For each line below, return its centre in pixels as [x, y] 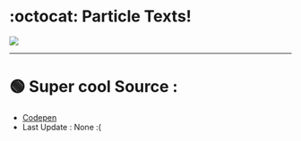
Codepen [39, 117]
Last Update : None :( [61, 127]
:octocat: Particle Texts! [101, 17]
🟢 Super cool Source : [94, 87]
